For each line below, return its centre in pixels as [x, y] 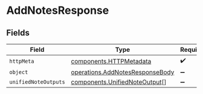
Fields [18, 33]
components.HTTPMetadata [111, 61]
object [19, 72]
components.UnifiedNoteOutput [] [119, 82]
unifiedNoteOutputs [37, 82]
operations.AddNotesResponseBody [123, 72]
